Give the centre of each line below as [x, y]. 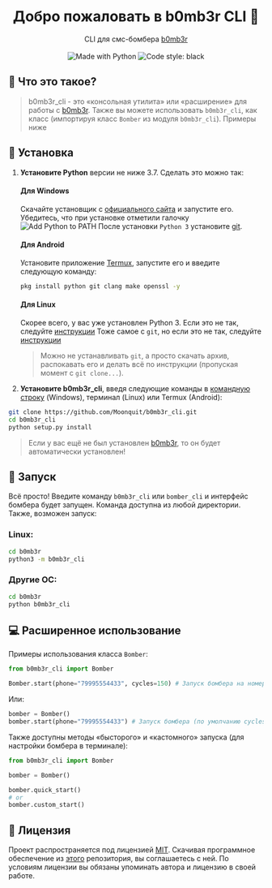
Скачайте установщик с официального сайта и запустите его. [127, 209]
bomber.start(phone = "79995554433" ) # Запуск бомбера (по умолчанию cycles [137, 722]
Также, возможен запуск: [53, 514]
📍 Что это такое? [53, 82]
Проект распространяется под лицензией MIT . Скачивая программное [132, 850]
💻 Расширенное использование [95, 630]
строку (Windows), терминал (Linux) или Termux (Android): [121, 398]
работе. [21, 876]
